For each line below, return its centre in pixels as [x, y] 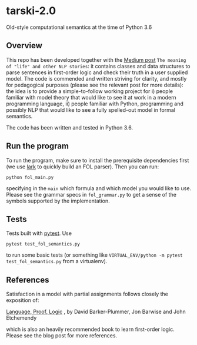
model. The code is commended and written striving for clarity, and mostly [96, 78]
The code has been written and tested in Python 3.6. [70, 127]
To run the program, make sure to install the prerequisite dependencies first [98, 160]
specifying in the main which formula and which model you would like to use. [99, 188]
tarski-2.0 [31, 11]
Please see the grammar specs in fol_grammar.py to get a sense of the [91, 194]
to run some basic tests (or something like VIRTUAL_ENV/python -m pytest [95, 255]
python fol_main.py [30, 177]
